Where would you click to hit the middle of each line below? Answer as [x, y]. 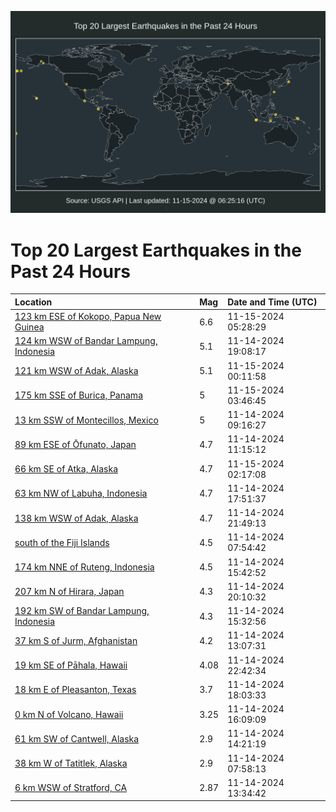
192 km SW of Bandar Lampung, [82, 611]
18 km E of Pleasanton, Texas [75, 690]
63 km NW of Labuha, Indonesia [81, 493]
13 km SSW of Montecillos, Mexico [86, 420]
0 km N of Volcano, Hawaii [69, 714]
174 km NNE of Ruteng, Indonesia [84, 567]
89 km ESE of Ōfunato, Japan [75, 444]
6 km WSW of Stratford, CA [71, 788]
